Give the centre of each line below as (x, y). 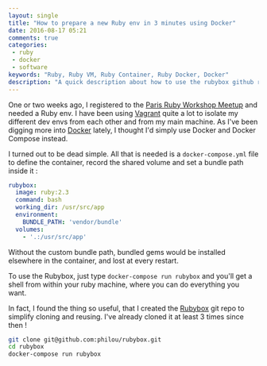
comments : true (33, 38)
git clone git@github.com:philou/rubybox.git (85, 339)
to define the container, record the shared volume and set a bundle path (126, 162)
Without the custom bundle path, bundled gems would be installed (117, 252)
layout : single (33, 15)
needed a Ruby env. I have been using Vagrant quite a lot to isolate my (123, 113)
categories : (28, 45)
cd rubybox (26, 347)
